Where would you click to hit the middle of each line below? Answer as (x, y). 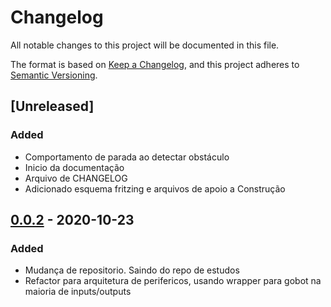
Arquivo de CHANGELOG (76, 178)
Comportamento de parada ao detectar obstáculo (127, 157)
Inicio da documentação (74, 167)
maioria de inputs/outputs (78, 292)
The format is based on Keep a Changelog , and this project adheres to (155, 64)
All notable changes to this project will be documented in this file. (145, 45)
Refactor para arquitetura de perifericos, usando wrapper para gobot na (173, 281)
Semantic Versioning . (54, 75)
